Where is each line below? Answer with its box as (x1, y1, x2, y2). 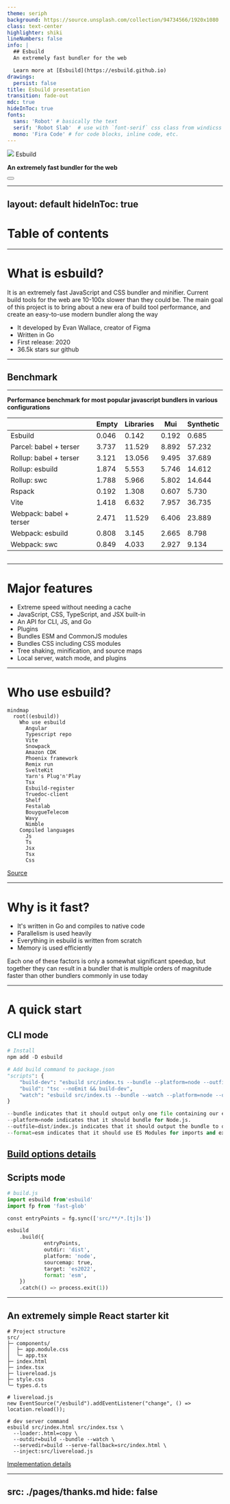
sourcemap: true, (43, 1259, 94, 1266)
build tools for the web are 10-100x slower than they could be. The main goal (7, 295, 223, 303)
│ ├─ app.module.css (7, 1346, 69, 1353)
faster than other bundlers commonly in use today (7, 972, 149, 980)
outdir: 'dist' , (43, 1246, 90, 1253)
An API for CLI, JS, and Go (16, 618, 92, 626)
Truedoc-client (25, 791, 69, 798)
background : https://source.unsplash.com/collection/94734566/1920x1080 (7, 16, 219, 23)
